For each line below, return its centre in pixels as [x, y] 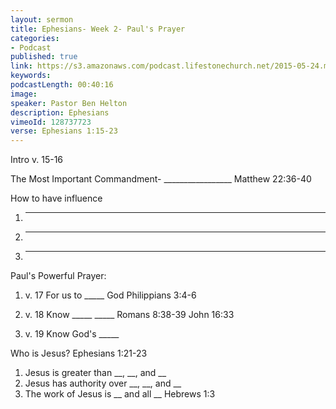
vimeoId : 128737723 [51, 122]
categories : [35, 38]
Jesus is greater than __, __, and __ [95, 373]
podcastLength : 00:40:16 [62, 85]
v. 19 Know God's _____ [72, 334]
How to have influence [56, 198]
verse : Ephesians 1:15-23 [64, 131]
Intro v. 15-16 [37, 160]
